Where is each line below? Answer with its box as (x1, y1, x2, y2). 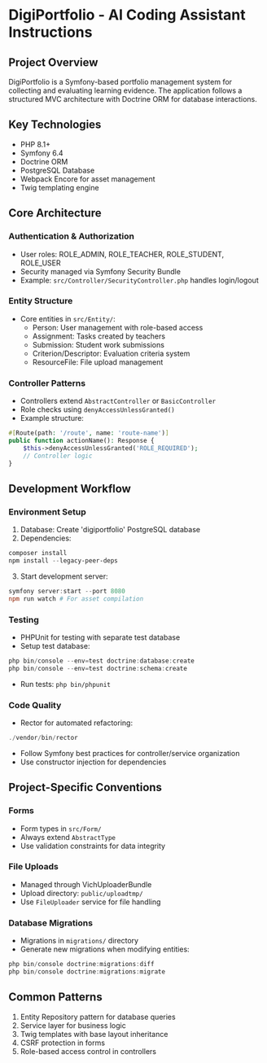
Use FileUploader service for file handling (20, 897, 161, 907)
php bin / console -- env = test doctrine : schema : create (8, 664, 187, 672)
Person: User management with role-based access (32, 322, 204, 332)
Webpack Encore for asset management (20, 173, 155, 184)
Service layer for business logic (20, 1020, 126, 1030)
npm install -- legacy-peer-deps (8, 557, 118, 565)
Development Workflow (8, 482, 132, 496)
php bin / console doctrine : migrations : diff (8, 960, 155, 969)
